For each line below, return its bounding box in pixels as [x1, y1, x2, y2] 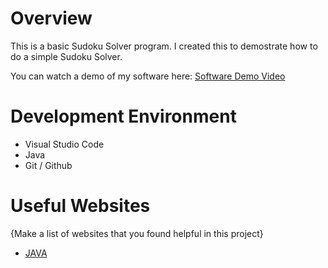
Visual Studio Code [24, 138, 105, 150]
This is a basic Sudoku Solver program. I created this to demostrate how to [10, 40, 318, 52]
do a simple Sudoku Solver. [10, 50, 123, 62]
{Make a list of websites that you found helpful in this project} [10, 227, 264, 239]
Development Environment [10, 105, 237, 128]
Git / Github [24, 159, 73, 171]
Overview [10, 7, 93, 30]
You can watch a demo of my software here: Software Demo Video [10, 70, 286, 82]
